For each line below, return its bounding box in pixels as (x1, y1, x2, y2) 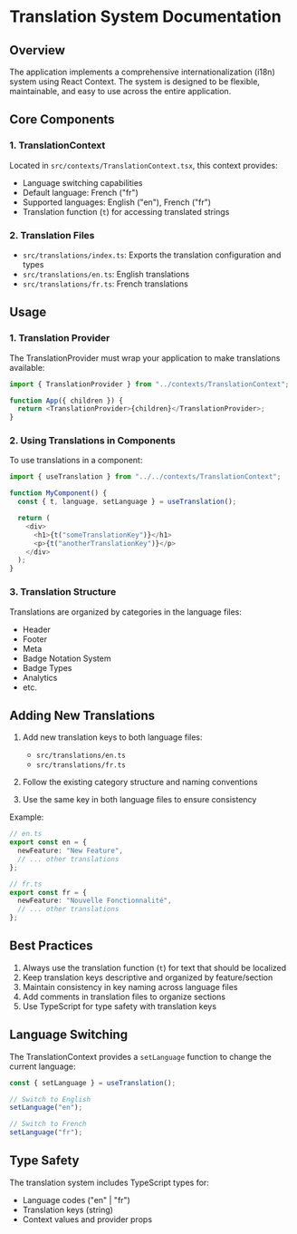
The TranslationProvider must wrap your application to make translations (9, 352, 281, 364)
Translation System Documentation (9, 6, 283, 27)
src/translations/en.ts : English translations (22, 268, 190, 279)
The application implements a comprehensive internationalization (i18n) (9, 66, 275, 77)
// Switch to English (9, 1094, 91, 1103)
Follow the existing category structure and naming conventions (22, 777, 258, 788)
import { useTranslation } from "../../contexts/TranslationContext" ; (9, 472, 282, 481)
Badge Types (22, 662, 72, 673)
